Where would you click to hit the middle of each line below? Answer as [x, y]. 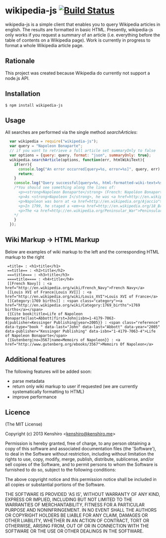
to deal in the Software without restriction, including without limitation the [80, 454]
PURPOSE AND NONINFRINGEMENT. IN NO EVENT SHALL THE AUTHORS [81, 510]
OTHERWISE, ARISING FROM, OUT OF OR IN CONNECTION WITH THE [77, 526]
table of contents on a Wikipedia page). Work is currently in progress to [78, 40]
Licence [18, 412]
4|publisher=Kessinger [28, 322]
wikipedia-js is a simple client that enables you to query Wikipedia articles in [83, 24]
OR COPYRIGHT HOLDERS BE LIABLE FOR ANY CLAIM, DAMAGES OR [77, 515]
